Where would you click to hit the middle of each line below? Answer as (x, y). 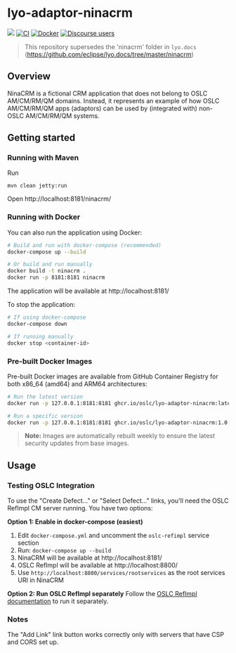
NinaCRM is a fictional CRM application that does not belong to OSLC (107, 93)
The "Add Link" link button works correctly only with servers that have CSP (116, 635)
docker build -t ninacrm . (47, 271)
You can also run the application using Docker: (75, 232)
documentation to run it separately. (58, 601)
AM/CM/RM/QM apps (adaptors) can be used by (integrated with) (103, 108)
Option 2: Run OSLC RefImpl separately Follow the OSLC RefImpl (103, 594)
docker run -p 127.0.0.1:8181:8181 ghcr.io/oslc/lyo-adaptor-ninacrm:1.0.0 (120, 423)
